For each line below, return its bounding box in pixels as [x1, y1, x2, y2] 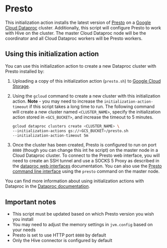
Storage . [12, 83, 30, 89]
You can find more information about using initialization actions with [5, 178, 144, 184]
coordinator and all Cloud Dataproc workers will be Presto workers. [5, 35, 143, 41]
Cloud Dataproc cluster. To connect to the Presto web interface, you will [12, 152, 160, 158]
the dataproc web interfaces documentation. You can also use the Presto [12, 163, 162, 169]
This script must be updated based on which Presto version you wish [12, 211, 154, 217]
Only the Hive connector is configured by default [12, 238, 113, 244]
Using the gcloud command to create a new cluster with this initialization [12, 93, 161, 99]
